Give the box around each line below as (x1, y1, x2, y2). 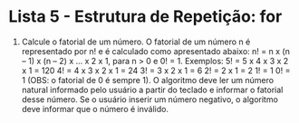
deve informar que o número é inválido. (21, 103, 169, 114)
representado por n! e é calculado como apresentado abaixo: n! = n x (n (21, 45, 291, 56)
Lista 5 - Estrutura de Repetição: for (8, 6, 283, 27)
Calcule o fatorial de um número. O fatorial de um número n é (21, 36, 251, 47)
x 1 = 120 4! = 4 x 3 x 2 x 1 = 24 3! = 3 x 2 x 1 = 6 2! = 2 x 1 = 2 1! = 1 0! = (21, 65, 291, 76)
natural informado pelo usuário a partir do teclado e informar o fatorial (21, 84, 284, 95)
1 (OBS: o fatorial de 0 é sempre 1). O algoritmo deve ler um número (21, 74, 274, 85)
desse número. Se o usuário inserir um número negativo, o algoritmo (21, 93, 278, 105)
